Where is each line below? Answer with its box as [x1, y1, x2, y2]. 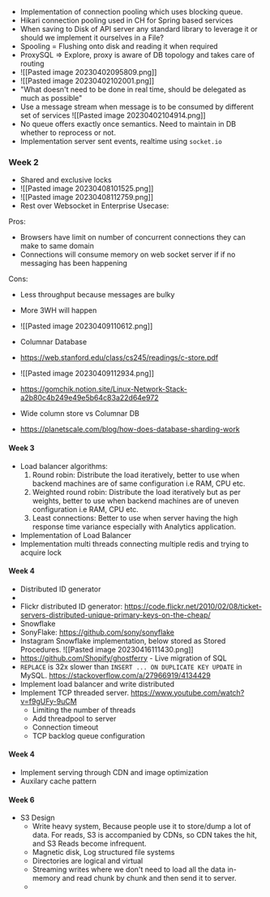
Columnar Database [19, 337, 88, 347]
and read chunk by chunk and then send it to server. [62, 873, 237, 883]
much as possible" [19, 93, 83, 102]
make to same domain [19, 241, 95, 251]
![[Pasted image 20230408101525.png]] [19, 184, 154, 193]
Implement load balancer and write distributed [19, 678, 175, 689]
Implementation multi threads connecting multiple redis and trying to [19, 539, 249, 548]
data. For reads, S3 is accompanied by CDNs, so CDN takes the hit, [32, 830, 258, 840]
